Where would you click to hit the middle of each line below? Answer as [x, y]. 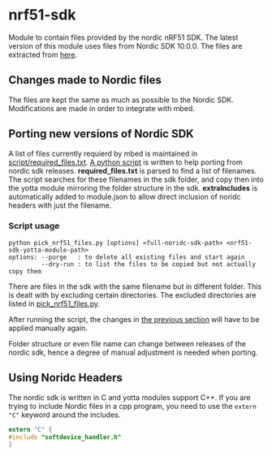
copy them [25, 271]
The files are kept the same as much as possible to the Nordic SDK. [121, 100]
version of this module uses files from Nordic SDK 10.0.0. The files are [125, 45]
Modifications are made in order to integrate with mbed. [101, 108]
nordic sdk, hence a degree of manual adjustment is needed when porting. [133, 352]
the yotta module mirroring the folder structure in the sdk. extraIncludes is [133, 187]
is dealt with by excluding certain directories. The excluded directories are [132, 295]
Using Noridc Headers [66, 378]
